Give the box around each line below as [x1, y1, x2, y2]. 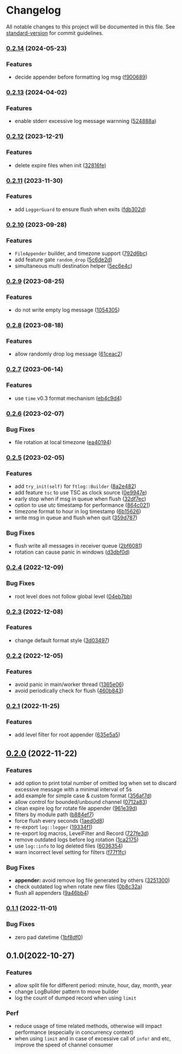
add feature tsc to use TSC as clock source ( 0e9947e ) [14, 489, 147, 496]
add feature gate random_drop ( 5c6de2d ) [14, 256, 113, 263]
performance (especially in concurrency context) [14, 1029, 134, 1036]
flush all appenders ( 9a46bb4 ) [14, 890, 90, 897]
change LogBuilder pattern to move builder [14, 988, 119, 995]
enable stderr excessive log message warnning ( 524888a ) [14, 118, 157, 125]
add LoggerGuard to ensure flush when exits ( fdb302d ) [14, 205, 146, 213]
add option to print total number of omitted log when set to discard [14, 779, 177, 787]
